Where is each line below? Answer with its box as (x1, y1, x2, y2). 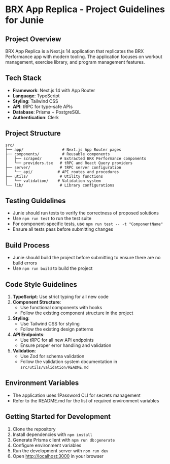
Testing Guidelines (5, 197, 66, 205)
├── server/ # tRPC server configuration (5, 165, 122, 170)
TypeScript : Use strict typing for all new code (12, 294, 109, 300)
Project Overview (5, 35, 61, 43)
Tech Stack (5, 74, 42, 83)
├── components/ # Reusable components (5, 151, 110, 156)
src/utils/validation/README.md (20, 365, 89, 370)
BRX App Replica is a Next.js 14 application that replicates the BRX (5, 48, 144, 54)
